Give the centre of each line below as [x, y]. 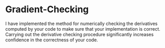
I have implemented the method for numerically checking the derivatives [81, 23]
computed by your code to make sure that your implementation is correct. [83, 29]
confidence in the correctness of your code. [52, 40]
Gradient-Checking [47, 9]
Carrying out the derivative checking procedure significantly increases [80, 34]
